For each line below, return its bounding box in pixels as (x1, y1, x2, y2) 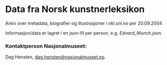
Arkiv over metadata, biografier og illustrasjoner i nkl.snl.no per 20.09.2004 (5, 20, 162, 26)
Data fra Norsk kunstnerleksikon (5, 4, 145, 15)
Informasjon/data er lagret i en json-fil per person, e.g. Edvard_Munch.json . (5, 30, 163, 36)
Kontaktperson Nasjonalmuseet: (5, 42, 87, 49)
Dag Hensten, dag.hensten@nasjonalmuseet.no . (5, 54, 106, 60)
